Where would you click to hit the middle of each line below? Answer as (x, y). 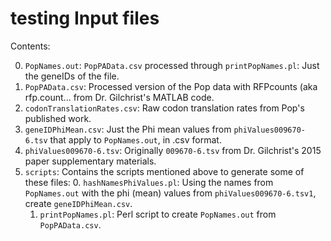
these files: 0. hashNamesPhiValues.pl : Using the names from (149, 182)
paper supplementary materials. (90, 161)
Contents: (30, 46)
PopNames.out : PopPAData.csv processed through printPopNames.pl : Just (172, 65)
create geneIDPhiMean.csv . (78, 203)
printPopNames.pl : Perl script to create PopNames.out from (158, 214)
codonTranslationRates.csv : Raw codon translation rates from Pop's (164, 108)
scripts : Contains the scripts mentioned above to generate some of (164, 171)
